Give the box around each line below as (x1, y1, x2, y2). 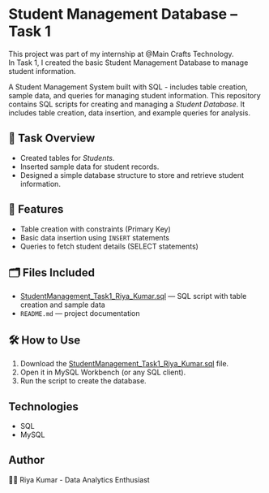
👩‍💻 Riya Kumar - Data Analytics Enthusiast (8, 474, 150, 484)
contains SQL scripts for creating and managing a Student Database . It (8, 99, 246, 109)
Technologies (8, 400, 79, 413)
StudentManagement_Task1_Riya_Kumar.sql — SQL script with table (19, 292, 247, 301)
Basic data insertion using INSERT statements (19, 232, 170, 242)
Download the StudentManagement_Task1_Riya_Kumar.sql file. (19, 359, 229, 369)
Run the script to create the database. (19, 376, 147, 386)
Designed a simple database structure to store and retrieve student (19, 170, 245, 179)
